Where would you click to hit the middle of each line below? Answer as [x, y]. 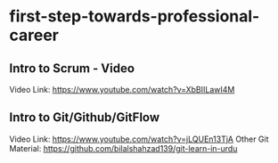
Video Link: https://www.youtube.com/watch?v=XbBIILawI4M [122, 90]
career [34, 35]
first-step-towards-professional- [135, 16]
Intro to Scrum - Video [72, 68]
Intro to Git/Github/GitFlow [85, 118]
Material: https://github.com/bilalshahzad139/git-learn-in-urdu [123, 148]
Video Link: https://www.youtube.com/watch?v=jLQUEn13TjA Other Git [139, 139]
